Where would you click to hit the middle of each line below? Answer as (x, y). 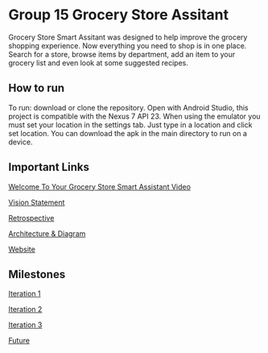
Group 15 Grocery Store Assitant (119, 15)
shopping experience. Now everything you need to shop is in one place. (128, 45)
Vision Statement (37, 202)
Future (19, 341)
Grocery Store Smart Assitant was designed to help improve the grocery (128, 37)
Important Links (49, 167)
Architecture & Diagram (47, 233)
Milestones (37, 274)
